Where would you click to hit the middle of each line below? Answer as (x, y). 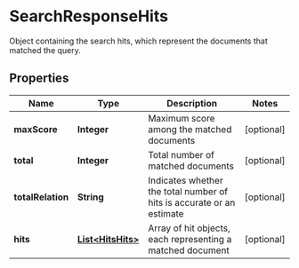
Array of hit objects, (189, 228)
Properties (39, 79)
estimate (166, 213)
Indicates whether (186, 180)
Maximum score (182, 118)
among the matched (190, 129)
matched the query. (45, 50)
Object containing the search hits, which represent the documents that (139, 41)
